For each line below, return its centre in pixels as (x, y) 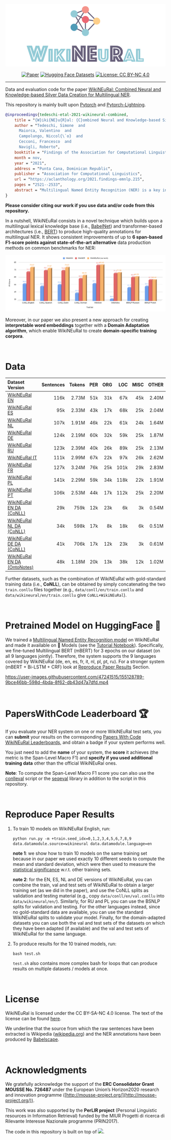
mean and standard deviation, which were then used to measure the (84, 864)
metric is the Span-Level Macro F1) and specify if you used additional (79, 757)
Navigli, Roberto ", (39, 147)
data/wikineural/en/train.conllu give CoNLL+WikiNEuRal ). (66, 595)
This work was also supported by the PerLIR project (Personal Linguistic (81, 1110)
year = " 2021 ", (31, 163)
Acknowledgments (46, 1070)
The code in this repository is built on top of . (55, 1132)
